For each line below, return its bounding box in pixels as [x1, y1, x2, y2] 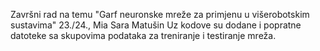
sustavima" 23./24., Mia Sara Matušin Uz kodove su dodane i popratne [10, 19, 302, 31]
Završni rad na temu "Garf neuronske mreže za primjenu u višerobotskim [10, 9, 310, 20]
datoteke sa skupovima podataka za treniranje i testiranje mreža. [10, 30, 277, 41]
